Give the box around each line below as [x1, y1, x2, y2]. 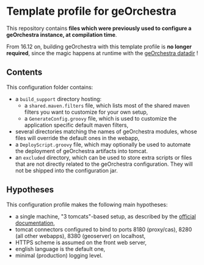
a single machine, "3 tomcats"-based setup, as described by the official [15, 212, 197, 220]
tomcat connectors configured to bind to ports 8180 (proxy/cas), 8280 [15, 225, 192, 233]
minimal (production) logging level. [15, 252, 103, 259]
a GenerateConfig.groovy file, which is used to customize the [24, 114, 177, 122]
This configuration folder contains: [6, 83, 93, 91]
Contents [6, 67, 43, 78]
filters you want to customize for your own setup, [24, 108, 148, 116]
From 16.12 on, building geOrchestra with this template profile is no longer [6, 43, 192, 50]
